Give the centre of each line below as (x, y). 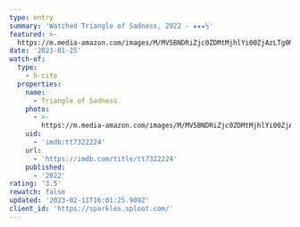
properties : (40, 84)
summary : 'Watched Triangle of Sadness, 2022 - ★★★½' (112, 26)
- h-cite (42, 76)
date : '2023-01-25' (46, 51)
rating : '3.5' (36, 184)
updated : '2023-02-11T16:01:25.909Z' (79, 201)
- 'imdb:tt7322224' (69, 142)
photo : (37, 109)
